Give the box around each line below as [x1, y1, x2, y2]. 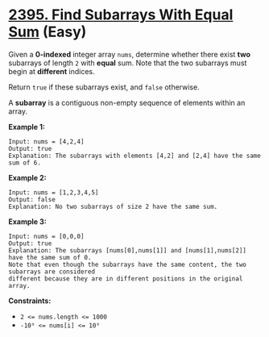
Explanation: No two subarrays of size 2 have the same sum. [8, 202, 218, 210]
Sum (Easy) [8, 23, 87, 41]
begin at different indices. [8, 66, 95, 76]
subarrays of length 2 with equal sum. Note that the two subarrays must [8, 58, 247, 68]
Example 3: [8, 216, 47, 227]
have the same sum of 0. [8, 253, 92, 261]
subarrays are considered [8, 268, 95, 276]
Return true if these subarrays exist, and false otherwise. [8, 82, 200, 92]
